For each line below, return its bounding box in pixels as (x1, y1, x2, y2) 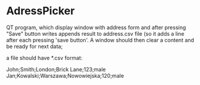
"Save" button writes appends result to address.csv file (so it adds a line (6, 30, 184, 37)
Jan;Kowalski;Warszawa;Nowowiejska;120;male (6, 72, 125, 79)
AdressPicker (6, 4, 75, 18)
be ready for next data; (6, 43, 63, 50)
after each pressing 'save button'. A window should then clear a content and (6, 36, 195, 43)
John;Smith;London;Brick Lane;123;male (6, 65, 106, 73)
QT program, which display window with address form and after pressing (6, 24, 186, 31)
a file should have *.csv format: (6, 54, 83, 61)
